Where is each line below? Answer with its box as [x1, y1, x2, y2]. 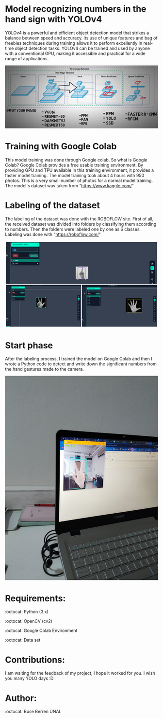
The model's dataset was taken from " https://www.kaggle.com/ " [5, 183, 134, 189]
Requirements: [5, 592, 66, 604]
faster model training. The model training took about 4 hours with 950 [5, 173, 145, 179]
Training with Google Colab [5, 141, 117, 152]
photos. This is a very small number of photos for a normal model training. [5, 178, 153, 183]
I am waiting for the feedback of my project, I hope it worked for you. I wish [5, 670, 155, 676]
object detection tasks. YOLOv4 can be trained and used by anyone [15, 45, 150, 51]
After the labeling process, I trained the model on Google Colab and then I [5, 356, 152, 362]
